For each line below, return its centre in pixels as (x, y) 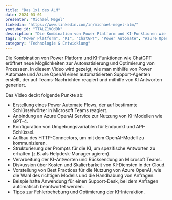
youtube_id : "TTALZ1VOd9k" (34, 29)
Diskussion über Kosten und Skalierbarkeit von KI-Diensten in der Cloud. (89, 165)
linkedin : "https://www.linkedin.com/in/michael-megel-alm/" (72, 24)
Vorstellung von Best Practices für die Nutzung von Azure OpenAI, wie (87, 170)
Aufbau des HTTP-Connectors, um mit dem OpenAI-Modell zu (78, 137)
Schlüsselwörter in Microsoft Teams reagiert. (60, 110)
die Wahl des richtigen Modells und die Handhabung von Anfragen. (83, 175)
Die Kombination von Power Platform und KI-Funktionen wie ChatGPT (79, 58)
